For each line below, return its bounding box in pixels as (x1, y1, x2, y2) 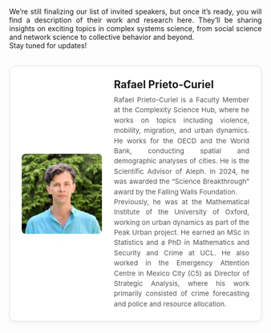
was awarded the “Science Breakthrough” (114, 177, 249, 187)
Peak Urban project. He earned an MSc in (114, 228, 249, 237)
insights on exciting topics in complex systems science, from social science (9, 24, 262, 33)
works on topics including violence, (114, 115, 249, 125)
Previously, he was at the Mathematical (114, 197, 249, 207)
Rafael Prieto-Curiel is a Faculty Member (114, 95, 249, 104)
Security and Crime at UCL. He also (114, 248, 249, 257)
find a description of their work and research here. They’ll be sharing (9, 15, 262, 25)
